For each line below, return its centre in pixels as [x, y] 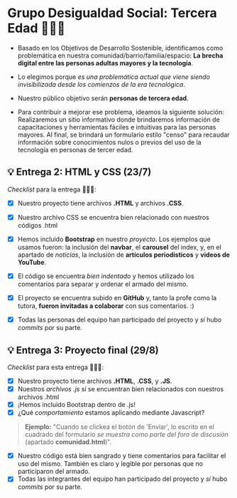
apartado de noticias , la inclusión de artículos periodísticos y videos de [124, 255]
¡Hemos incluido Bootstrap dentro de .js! [77, 405]
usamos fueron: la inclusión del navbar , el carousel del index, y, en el [119, 247]
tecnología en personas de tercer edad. [75, 149]
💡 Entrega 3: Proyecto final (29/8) [83, 350]
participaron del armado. [54, 472]
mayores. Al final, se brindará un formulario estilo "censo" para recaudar [123, 134]
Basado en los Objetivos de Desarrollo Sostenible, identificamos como [120, 48]
